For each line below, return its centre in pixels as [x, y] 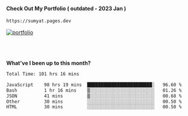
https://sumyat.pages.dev [39, 21]
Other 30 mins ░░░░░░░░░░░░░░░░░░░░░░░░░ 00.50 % [94, 102]
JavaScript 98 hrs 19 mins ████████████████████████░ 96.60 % [94, 85]
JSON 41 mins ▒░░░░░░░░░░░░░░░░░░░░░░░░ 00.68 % [94, 96]
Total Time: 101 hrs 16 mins [43, 74]
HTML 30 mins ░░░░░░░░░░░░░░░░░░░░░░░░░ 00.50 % [94, 107]
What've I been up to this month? [49, 63]
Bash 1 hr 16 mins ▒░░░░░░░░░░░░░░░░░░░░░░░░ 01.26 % [94, 90]
